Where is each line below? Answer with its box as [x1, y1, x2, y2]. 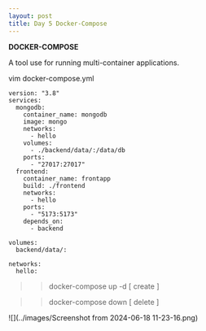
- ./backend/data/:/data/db [29, 146, 126, 155]
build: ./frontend [23, 181, 85, 189]
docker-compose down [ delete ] [48, 297, 160, 307]
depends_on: [23, 217, 64, 225]
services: [8, 96, 42, 104]
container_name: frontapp [23, 174, 112, 183]
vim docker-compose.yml [8, 73, 94, 83]
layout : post [8, 11, 53, 20]
